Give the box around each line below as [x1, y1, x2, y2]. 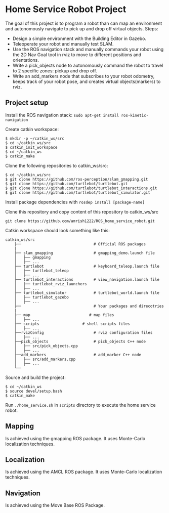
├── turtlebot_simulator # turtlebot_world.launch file [14, 290, 159, 295]
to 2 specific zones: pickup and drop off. [12, 67, 97, 74]
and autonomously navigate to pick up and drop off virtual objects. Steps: [5, 25, 158, 31]
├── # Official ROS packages [14, 241, 146, 246]
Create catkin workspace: [5, 126, 59, 132]
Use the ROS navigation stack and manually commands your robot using [12, 46, 164, 52]
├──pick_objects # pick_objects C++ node [14, 339, 146, 344]
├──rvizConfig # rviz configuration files [14, 330, 153, 335]
